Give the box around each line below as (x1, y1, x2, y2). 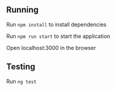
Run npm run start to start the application (6, 33, 111, 40)
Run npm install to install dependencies (6, 20, 107, 28)
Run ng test (6, 78, 37, 85)
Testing (6, 61, 36, 72)
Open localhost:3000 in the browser (6, 44, 97, 51)
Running (6, 5, 39, 15)
